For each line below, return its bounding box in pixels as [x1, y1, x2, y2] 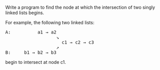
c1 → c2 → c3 [62, 40, 94, 45]
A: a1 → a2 [5, 29, 57, 35]
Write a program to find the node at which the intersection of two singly [5, 5, 155, 10]
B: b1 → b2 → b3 [5, 50, 57, 55]
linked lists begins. [5, 10, 44, 16]
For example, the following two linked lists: [5, 20, 95, 25]
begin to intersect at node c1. [5, 59, 66, 65]
